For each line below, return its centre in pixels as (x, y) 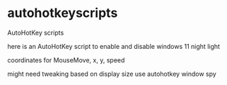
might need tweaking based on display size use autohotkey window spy (112, 74)
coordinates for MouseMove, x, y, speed (66, 60)
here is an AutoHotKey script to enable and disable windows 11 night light (114, 46)
